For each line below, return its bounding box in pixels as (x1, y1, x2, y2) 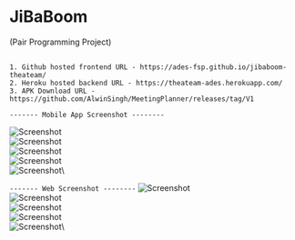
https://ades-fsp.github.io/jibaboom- (139, 63, 287, 72)
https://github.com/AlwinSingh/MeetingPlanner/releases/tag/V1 (9, 95, 255, 104)
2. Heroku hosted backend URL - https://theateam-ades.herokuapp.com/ (9, 79, 283, 88)
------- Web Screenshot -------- (9, 185, 137, 194)
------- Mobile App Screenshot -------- (9, 111, 166, 120)
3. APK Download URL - (9, 86, 96, 96)
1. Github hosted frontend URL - (9, 63, 137, 72)
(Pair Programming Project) (9, 36, 112, 47)
